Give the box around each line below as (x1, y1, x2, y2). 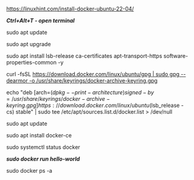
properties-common (6, 59, 57, 66)
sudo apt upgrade (6, 41, 51, 47)
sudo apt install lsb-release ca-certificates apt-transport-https (6, 52, 162, 60)
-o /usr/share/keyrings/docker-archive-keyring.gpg (29, 77, 158, 84)
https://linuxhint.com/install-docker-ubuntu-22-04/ (6, 5, 134, 12)
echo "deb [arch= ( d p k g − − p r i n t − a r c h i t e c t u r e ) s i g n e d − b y (6, 89, 154, 96)
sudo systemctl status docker (6, 144, 80, 151)
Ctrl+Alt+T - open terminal (6, 17, 75, 24)
